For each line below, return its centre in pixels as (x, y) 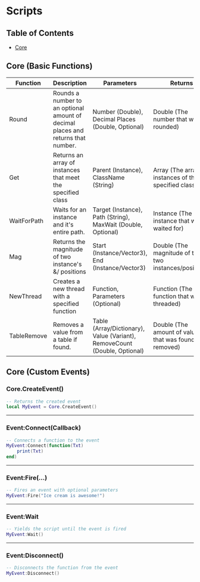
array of (64, 163)
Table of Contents (40, 33)
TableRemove (28, 336)
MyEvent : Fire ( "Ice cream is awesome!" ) (56, 496)
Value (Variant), (114, 336)
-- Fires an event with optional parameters (62, 490)
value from (68, 332)
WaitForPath (26, 220)
